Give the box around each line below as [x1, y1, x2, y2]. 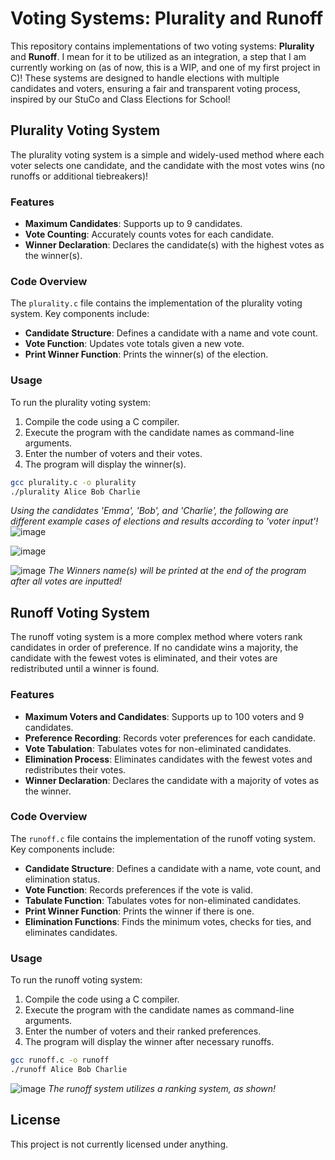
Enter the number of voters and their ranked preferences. [24, 1025, 262, 1037]
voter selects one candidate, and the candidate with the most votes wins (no [10, 159, 325, 171]
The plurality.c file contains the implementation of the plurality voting [10, 297, 303, 309]
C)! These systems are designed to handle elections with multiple [10, 72, 280, 84]
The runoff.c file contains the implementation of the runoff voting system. [10, 832, 317, 844]
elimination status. [24, 873, 101, 885]
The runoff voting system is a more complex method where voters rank [10, 631, 303, 643]
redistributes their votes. [24, 763, 127, 776]
